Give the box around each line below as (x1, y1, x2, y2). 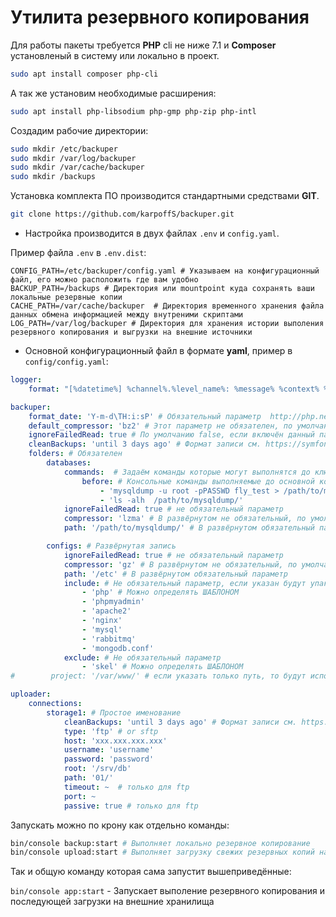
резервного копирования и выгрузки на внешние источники (10, 327, 253, 338)
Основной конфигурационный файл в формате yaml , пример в (24, 345, 293, 357)
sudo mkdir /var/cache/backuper (10, 162, 145, 173)
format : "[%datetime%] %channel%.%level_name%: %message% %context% (28, 384, 320, 394)
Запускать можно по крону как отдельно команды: (10, 819, 230, 831)
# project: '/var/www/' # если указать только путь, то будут (10, 671, 307, 681)
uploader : (10, 689, 52, 700)
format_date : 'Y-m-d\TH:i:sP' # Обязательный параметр (28, 411, 262, 421)
